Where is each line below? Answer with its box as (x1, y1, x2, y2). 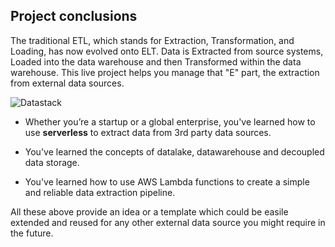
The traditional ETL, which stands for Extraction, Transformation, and (10, 34, 295, 46)
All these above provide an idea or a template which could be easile (10, 205, 289, 218)
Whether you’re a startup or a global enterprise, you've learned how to (24, 115, 316, 128)
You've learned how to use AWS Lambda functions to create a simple (24, 175, 310, 188)
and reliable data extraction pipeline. (24, 186, 176, 198)
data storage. (24, 156, 80, 168)
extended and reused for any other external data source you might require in (10, 216, 326, 228)
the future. (10, 227, 54, 239)
